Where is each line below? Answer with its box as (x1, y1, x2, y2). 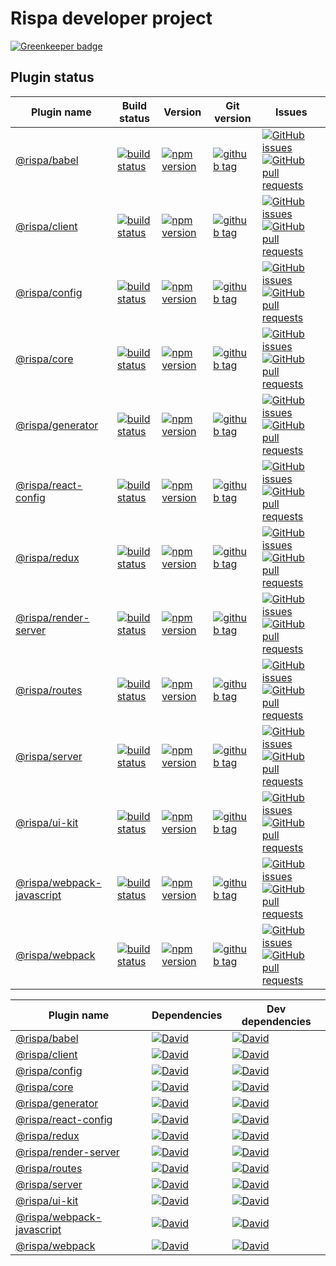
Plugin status (10, 69, 95, 86)
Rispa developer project (10, 7, 213, 30)
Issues (274, 105, 308, 119)
